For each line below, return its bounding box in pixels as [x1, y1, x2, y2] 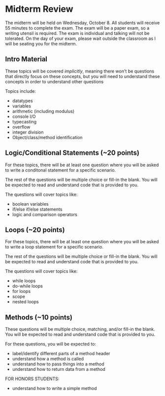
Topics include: [5, 88, 36, 94]
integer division [12, 129, 44, 135]
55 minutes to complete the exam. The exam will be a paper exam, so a [5, 25, 150, 31]
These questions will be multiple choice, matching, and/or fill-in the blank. [5, 326, 155, 332]
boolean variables [12, 201, 49, 207]
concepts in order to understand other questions [5, 78, 104, 84]
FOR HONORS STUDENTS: [5, 376, 60, 382]
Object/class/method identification [12, 134, 83, 140]
